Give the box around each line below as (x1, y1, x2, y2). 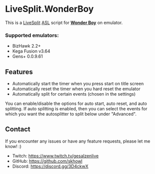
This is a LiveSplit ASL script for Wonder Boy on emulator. (5, 20, 123, 25)
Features (5, 68, 33, 76)
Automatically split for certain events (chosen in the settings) (12, 91, 136, 97)
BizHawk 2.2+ (12, 43, 41, 49)
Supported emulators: (5, 32, 59, 39)
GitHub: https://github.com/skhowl (12, 158, 83, 164)
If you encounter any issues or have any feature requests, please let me (5, 138, 151, 144)
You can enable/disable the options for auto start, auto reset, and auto (5, 100, 147, 106)
